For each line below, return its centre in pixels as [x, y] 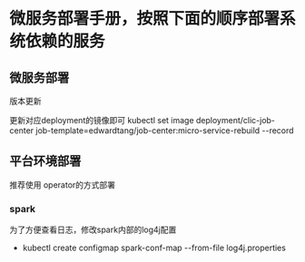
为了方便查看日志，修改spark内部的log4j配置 [93, 230]
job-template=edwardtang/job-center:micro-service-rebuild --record [165, 131]
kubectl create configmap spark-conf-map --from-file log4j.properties [154, 248]
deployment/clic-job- [235, 120]
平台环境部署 [45, 161]
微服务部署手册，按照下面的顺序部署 [145, 19]
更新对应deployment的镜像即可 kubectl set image [102, 120]
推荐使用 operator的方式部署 [63, 184]
